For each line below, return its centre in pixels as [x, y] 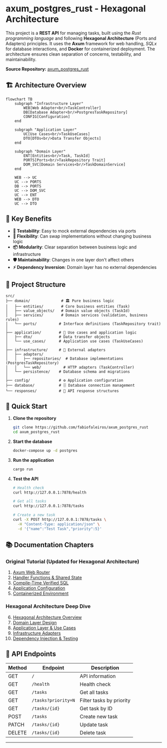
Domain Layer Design [35, 622]
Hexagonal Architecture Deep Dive [48, 606]
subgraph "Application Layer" [46, 130]
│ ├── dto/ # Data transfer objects [58, 337]
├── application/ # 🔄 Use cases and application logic [71, 333]
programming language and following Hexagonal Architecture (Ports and [81, 38]
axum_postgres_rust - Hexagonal [76, 9]
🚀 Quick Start [27, 406]
